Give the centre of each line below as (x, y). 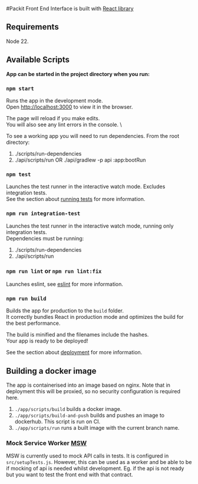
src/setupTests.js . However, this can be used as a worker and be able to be (99, 462)
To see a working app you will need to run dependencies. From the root (93, 136)
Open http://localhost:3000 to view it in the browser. (70, 107)
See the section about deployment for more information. (74, 353)
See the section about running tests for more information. (76, 199)
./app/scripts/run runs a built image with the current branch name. (97, 427)
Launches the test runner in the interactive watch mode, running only (90, 226)
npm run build (26, 298)
